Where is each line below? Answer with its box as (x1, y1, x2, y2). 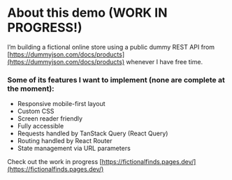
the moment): (7, 84, 55, 93)
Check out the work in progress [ (7, 158, 103, 166)
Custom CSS (17, 107, 55, 116)
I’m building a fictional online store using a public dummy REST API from (7, 43, 215, 51)
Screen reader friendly (17, 114, 82, 123)
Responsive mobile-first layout (17, 100, 106, 108)
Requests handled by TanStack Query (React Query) (17, 129, 168, 137)
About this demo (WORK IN (7, 5, 168, 21)
